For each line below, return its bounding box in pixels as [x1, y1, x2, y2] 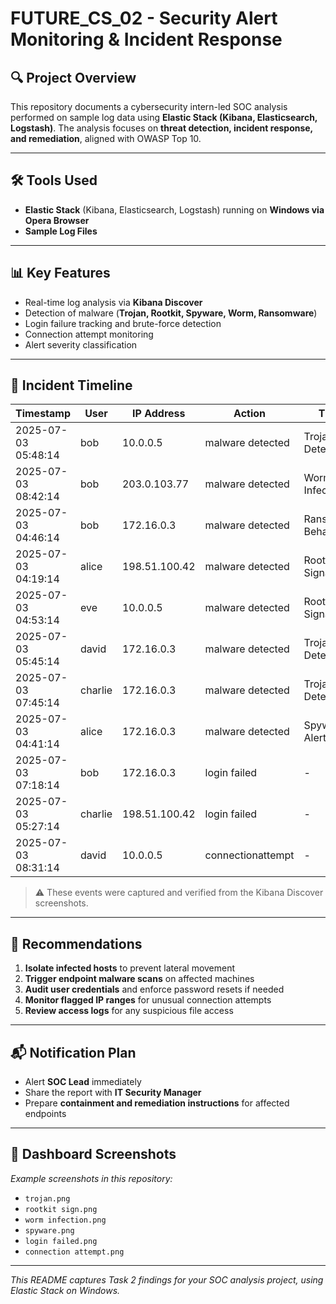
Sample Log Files [24, 225, 98, 237]
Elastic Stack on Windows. [10, 1284, 121, 1296]
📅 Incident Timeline [10, 377, 133, 394]
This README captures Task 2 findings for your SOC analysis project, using [10, 1273, 324, 1286]
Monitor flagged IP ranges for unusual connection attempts [24, 994, 272, 1006]
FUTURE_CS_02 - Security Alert [10, 7, 278, 30]
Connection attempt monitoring [24, 328, 154, 340]
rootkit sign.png [24, 1204, 98, 1214]
